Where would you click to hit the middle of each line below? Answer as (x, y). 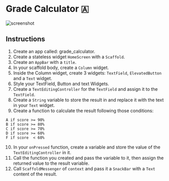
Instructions (25, 39)
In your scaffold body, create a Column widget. (61, 67)
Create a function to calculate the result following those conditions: (83, 111)
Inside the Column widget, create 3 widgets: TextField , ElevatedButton (87, 73)
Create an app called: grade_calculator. (54, 51)
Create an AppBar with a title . (45, 62)
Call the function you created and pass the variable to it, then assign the (88, 158)
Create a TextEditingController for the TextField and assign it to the (85, 89)
